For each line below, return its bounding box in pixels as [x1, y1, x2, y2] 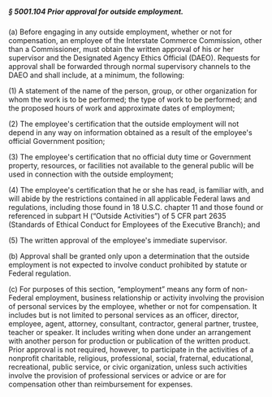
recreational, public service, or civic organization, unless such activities [8, 362, 248, 372]
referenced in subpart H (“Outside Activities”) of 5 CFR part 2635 [8, 211, 227, 220]
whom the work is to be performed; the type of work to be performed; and [8, 94, 257, 104]
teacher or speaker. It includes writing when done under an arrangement [8, 327, 252, 337]
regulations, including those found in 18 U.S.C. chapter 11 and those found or [8, 202, 264, 212]
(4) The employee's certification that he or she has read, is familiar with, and [8, 185, 264, 194]
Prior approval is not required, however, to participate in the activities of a [8, 344, 254, 354]
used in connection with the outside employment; [8, 169, 174, 179]
